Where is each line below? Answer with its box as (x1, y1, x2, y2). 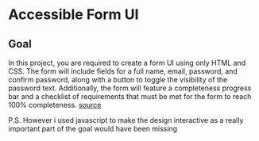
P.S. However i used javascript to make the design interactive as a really (8, 116, 244, 124)
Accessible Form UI (8, 6, 139, 24)
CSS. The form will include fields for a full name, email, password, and (8, 67, 238, 76)
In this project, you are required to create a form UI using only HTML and (8, 58, 246, 67)
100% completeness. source (8, 101, 102, 109)
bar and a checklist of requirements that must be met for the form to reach (8, 92, 252, 101)
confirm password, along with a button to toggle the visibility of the (8, 75, 228, 84)
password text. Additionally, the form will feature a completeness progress (8, 83, 252, 93)
